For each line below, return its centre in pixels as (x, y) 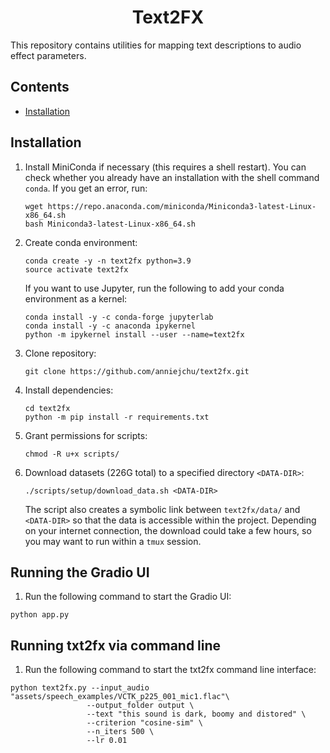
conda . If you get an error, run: (86, 188)
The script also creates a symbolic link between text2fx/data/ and (162, 509)
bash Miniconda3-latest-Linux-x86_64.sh (110, 224)
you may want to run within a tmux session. (113, 541)
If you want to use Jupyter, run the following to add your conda (154, 288)
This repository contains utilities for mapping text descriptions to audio (156, 45)
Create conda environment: (81, 242)
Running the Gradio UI (80, 572)
